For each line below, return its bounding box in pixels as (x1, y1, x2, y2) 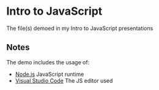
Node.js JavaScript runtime (15, 70, 84, 78)
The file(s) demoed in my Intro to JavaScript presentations (6, 24, 153, 32)
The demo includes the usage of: (6, 58, 90, 66)
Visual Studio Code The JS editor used (15, 77, 113, 84)
